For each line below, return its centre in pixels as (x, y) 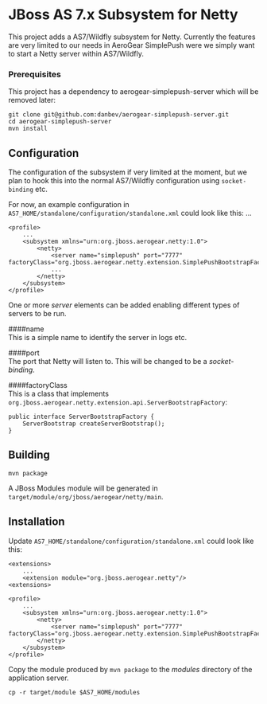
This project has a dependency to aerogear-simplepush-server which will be (133, 92)
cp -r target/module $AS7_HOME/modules (74, 692)
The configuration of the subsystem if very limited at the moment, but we (128, 172)
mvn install (28, 129)
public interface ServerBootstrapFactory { (81, 417)
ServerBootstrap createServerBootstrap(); (94, 424)
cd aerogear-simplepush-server (60, 122)
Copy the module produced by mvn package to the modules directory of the (130, 669)
